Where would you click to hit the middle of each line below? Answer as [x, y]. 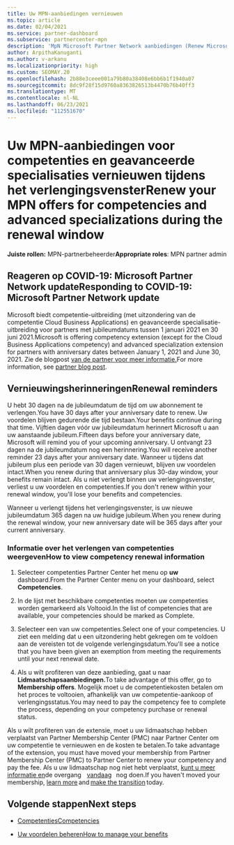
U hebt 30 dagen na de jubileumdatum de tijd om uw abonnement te [105, 405]
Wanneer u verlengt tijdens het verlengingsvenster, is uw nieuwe [100, 508]
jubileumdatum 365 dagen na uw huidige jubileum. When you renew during [114, 515]
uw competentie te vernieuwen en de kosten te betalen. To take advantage [114, 745]
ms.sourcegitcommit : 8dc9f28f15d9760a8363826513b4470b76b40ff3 [101, 85]
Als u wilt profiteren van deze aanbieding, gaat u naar [94, 672]
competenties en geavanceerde [101, 160]
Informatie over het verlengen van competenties [91, 548]
